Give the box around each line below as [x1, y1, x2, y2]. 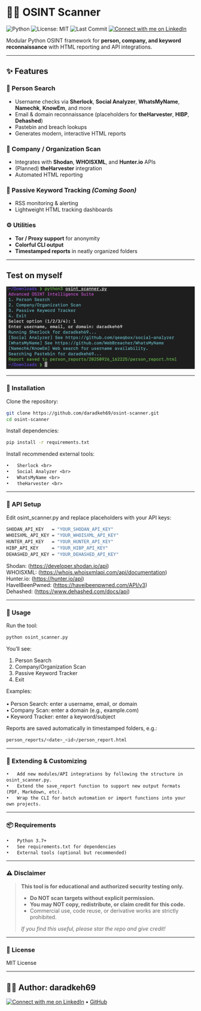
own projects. [6, 801, 42, 807]
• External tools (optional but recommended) [6, 850, 127, 856]
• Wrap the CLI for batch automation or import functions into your [6, 795, 186, 801]
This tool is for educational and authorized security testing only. [20, 883, 184, 890]
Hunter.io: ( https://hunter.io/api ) [6, 575, 85, 582]
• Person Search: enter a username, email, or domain [6, 700, 138, 708]
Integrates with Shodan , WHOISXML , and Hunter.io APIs [14, 158, 156, 166]
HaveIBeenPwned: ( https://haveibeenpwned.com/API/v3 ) [6, 581, 148, 588]
